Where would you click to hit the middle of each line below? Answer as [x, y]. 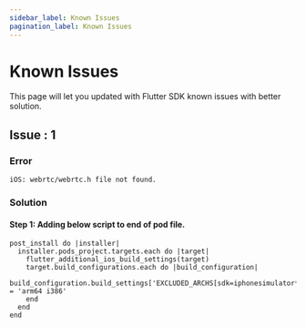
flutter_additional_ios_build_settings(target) [117, 260]
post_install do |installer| [65, 244]
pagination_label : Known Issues [71, 26]
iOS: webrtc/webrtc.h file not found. [83, 180]
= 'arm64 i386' [38, 291]
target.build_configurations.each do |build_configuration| [142, 268]
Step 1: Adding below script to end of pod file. [97, 224]
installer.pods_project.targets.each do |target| [113, 251]
